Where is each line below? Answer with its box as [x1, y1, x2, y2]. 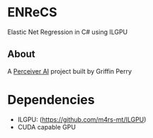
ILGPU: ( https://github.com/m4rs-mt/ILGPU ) [17, 115, 147, 124]
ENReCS [7, 4, 58, 21]
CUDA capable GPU [17, 122, 76, 131]
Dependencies [7, 91, 95, 108]
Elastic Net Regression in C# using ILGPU [7, 28, 128, 36]
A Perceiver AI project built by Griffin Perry [7, 67, 132, 75]
